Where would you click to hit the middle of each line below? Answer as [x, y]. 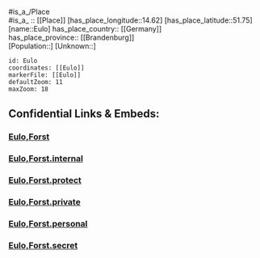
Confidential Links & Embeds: [84, 114]
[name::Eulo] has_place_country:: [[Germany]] [85, 29]
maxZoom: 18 [28, 89]
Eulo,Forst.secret [43, 245]
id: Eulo [23, 61]
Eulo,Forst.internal [46, 159]
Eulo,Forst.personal [48, 224]
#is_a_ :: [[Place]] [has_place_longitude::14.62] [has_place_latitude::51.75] [130, 20]
